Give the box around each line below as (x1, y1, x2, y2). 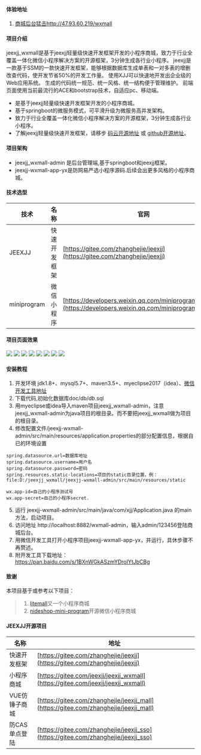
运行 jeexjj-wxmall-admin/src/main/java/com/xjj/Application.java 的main (14, 507, 192, 514)
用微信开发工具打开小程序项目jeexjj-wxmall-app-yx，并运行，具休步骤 (14, 537, 188, 544)
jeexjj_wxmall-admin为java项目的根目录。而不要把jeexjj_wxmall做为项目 (14, 410, 191, 417)
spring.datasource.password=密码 (6, 466, 88, 472)
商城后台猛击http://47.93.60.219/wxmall (14, 20, 112, 27)
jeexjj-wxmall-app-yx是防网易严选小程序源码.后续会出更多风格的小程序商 (14, 166, 195, 173)
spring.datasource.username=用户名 (6, 459, 92, 465)
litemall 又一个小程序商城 (29, 600, 90, 607)
